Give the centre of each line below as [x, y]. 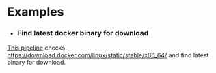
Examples [36, 12]
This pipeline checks [36, 48]
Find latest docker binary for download [83, 33]
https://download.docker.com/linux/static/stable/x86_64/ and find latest [108, 55]
